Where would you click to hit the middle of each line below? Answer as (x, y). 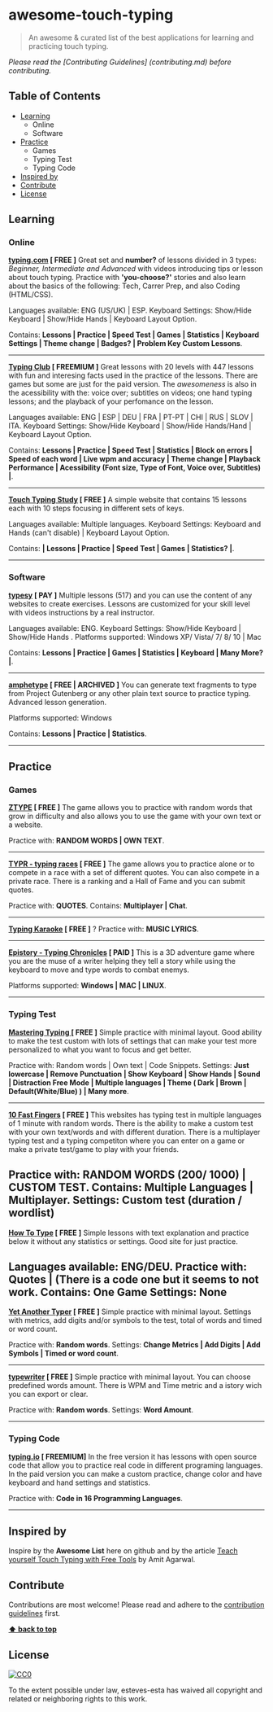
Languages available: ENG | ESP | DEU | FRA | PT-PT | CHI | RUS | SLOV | (131, 418)
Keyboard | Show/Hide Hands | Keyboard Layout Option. (103, 319)
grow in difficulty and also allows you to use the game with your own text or (135, 817)
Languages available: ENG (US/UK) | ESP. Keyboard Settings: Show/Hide (130, 310)
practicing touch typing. (68, 46)
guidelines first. (35, 1613)
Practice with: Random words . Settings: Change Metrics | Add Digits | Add (135, 1345)
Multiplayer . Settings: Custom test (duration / (125, 1200)
